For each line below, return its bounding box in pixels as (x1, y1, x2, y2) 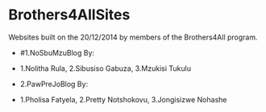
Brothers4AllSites (8, 6, 131, 24)
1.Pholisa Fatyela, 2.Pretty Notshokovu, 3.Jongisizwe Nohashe (19, 94, 227, 104)
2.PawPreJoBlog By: (19, 79, 89, 89)
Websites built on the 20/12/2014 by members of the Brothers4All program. (8, 32, 258, 42)
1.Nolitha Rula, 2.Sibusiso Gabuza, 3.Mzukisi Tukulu (19, 63, 192, 73)
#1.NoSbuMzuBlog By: (19, 48, 95, 57)
